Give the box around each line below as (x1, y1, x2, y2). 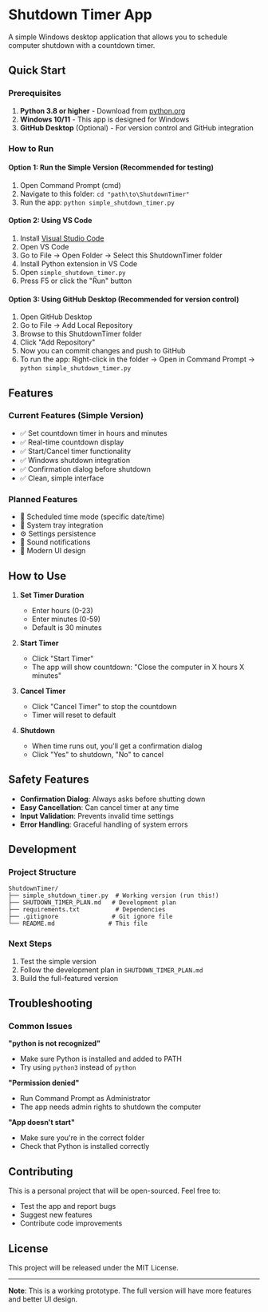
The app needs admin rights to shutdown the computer (19, 1102, 202, 1112)
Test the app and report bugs (19, 1202, 116, 1211)
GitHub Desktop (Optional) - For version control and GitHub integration (19, 122, 254, 133)
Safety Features (8, 773, 89, 787)
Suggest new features (19, 1210, 93, 1220)
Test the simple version (19, 956, 97, 966)
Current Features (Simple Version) (8, 410, 144, 421)
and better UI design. (8, 1294, 78, 1304)
